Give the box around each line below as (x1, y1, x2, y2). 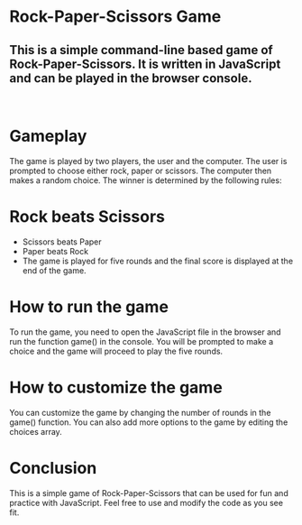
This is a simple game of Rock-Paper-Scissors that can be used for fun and (9, 487, 288, 498)
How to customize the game (9, 377, 223, 398)
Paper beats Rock (22, 245, 88, 256)
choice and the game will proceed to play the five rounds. (9, 345, 224, 356)
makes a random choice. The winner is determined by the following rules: (9, 174, 282, 186)
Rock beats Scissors (9, 207, 165, 227)
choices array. (9, 426, 63, 437)
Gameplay (9, 126, 87, 146)
